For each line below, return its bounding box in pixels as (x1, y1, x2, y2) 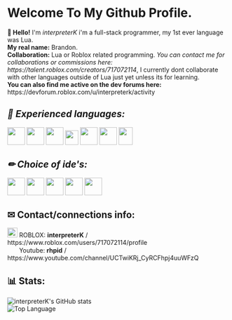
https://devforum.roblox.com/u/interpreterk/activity (7, 88, 156, 96)
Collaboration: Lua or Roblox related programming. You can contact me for (7, 51, 225, 59)
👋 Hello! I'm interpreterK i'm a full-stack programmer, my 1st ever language (7, 28, 224, 36)
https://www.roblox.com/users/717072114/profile (7, 239, 148, 247)
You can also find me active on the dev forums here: (7, 80, 162, 88)
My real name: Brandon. (7, 43, 79, 51)
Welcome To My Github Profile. (7, 5, 193, 21)
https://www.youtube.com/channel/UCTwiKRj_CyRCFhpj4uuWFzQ (7, 254, 199, 262)
